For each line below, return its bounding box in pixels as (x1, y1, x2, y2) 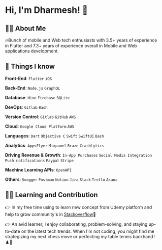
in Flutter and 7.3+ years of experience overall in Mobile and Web (5, 43, 137, 48)
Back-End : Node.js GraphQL (5, 85, 60, 91)
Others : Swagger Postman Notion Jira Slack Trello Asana (5, 176, 118, 182)
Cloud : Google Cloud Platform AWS (5, 123, 75, 129)
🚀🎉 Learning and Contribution (5, 191, 98, 199)
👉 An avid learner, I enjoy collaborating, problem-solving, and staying (5, 221, 148, 227)
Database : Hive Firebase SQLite (5, 94, 70, 100)
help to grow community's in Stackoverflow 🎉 (5, 211, 96, 217)
